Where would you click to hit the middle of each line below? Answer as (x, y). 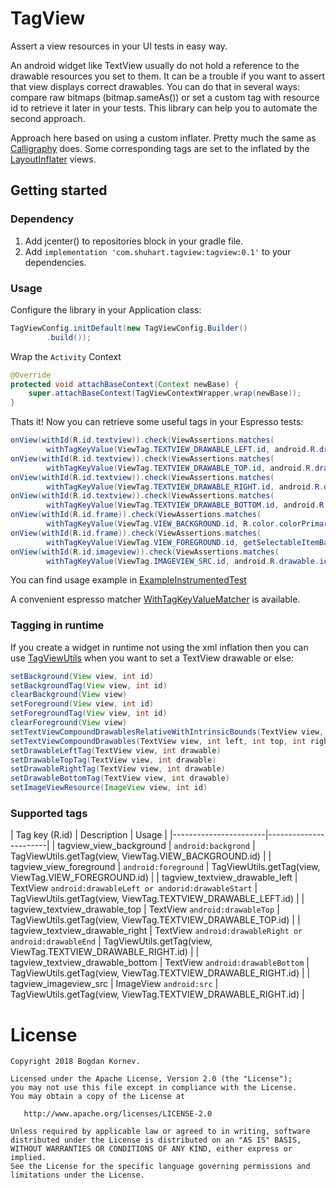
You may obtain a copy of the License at (98, 1097)
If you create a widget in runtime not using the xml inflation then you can (159, 647)
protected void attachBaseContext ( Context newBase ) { (125, 384)
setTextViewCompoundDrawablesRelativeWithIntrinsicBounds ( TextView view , (167, 732)
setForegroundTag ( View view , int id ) (89, 713)
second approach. (48, 118)
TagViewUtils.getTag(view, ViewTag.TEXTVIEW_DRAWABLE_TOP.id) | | (155, 920)
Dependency (42, 219)
